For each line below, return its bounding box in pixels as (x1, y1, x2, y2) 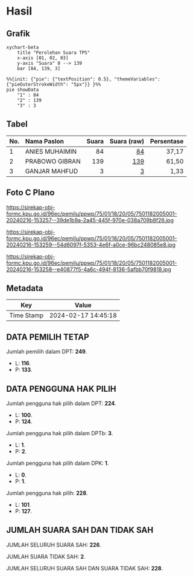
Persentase (150, 137, 184, 145)
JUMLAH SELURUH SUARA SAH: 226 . (6, 541, 101, 549)
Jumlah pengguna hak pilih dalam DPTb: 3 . (6, 430, 113, 437)
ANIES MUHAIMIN (25, 147, 77, 156)
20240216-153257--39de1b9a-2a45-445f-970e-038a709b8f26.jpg (6, 216, 174, 223)
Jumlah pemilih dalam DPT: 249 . (6, 348, 87, 355)
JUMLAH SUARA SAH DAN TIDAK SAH (6, 525, 154, 535)
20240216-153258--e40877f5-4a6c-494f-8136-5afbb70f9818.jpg (6, 265, 172, 273)
